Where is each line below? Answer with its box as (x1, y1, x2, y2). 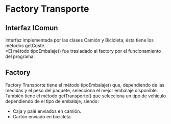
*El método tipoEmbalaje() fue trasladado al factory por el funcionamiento (5, 48, 161, 54)
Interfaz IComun (5, 24, 58, 32)
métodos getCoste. (5, 43, 46, 49)
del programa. (5, 53, 35, 59)
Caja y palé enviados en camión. (12, 108, 82, 114)
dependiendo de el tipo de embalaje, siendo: (5, 98, 99, 104)
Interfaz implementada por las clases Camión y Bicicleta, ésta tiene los (5, 37, 154, 43)
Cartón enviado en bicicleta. (12, 113, 72, 119)
